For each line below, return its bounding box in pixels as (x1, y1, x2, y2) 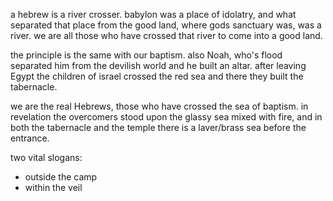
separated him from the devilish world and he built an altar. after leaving (10, 60, 307, 71)
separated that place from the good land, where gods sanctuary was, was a (10, 19, 322, 31)
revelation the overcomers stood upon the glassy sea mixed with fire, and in (10, 111, 323, 123)
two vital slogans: (10, 152, 83, 163)
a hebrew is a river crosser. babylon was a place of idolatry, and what (10, 9, 297, 20)
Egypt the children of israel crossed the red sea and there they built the (10, 70, 304, 82)
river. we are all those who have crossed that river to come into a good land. (10, 30, 323, 41)
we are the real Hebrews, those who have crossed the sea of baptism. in (10, 100, 309, 112)
